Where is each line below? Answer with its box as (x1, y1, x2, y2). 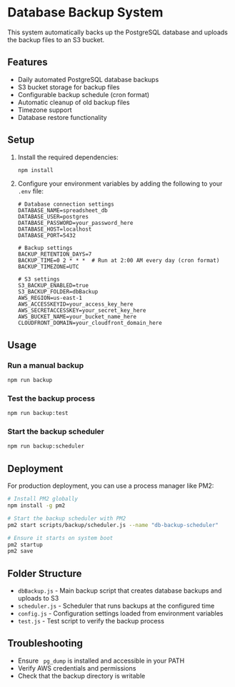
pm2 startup (7, 541, 43, 548)
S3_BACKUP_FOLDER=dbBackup (17, 289, 99, 296)
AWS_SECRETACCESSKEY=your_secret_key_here (17, 307, 146, 314)
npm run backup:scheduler (7, 443, 84, 450)
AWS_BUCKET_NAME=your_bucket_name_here (17, 314, 137, 321)
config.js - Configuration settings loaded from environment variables (17, 609, 224, 618)
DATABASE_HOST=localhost (17, 226, 92, 233)
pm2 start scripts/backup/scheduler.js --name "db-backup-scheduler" (7, 521, 219, 528)
